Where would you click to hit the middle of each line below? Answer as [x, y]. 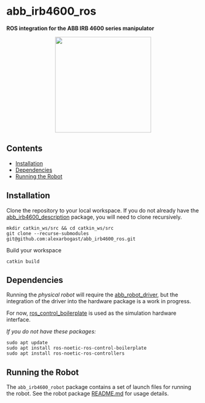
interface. [18, 320]
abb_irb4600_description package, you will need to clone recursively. [94, 217]
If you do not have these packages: [51, 331]
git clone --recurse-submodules [48, 233]
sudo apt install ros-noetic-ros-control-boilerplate [77, 348]
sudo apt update [27, 343]
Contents [25, 149]
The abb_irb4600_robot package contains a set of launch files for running [99, 387]
